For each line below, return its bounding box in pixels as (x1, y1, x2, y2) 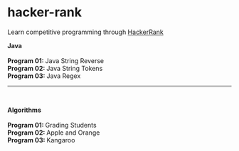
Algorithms (7, 106, 41, 114)
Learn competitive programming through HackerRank (7, 28, 164, 36)
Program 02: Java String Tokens (7, 64, 103, 72)
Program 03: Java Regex (7, 72, 81, 80)
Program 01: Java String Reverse (7, 56, 105, 65)
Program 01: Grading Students (7, 121, 97, 129)
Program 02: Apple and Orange (7, 128, 100, 137)
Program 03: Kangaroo (7, 135, 75, 144)
